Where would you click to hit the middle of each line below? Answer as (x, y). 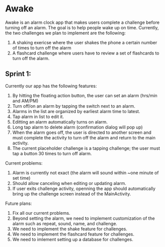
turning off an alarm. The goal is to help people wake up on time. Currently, (82, 27)
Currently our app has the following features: (51, 86)
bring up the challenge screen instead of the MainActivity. (72, 193)
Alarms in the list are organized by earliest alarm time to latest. (76, 111)
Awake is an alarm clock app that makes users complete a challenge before (82, 22)
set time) (21, 178)
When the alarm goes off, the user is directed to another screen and (82, 132)
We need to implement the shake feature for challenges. (70, 229)
